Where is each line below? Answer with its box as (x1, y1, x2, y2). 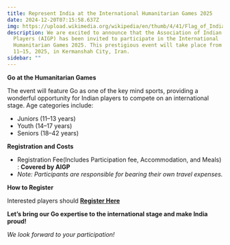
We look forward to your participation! (7, 230, 115, 238)
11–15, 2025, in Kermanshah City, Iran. (13, 49, 130, 55)
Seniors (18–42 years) (16, 129, 79, 137)
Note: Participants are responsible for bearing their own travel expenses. (16, 170, 223, 178)
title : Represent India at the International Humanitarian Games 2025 (7, 10, 213, 17)
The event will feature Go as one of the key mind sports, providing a (7, 86, 199, 94)
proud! (7, 217, 27, 225)
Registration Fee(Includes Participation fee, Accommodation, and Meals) (16, 155, 222, 164)
